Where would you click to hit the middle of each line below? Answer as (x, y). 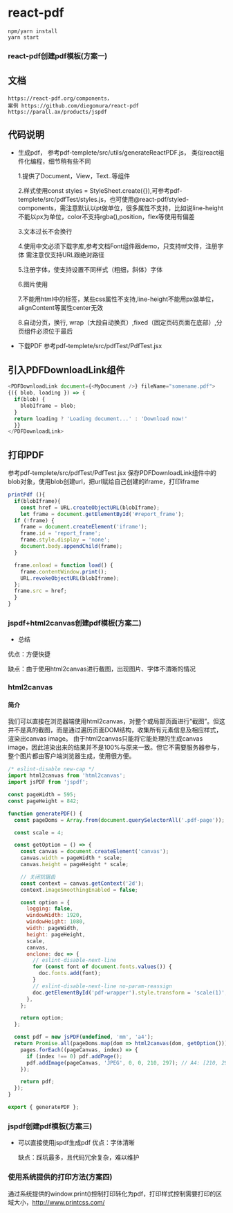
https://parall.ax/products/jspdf (58, 112)
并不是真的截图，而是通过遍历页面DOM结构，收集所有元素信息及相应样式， (115, 730)
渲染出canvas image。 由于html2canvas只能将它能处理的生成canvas (105, 739)
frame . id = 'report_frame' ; (60, 533)
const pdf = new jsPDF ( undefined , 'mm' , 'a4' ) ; (84, 1037)
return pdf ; (37, 1082)
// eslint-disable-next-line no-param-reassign (102, 986)
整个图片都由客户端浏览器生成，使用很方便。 (72, 756)
